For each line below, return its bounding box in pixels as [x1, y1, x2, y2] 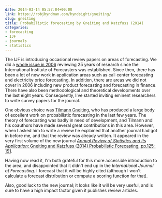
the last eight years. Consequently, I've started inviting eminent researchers [5, 92, 156, 98]
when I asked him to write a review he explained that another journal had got [5, 127, 158, 133]
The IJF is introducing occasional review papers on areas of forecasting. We [5, 56, 157, 62]
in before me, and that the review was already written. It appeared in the [5, 133, 149, 138]
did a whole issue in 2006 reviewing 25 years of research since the [5, 61, 139, 67]
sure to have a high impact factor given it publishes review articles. [5, 187, 139, 193]
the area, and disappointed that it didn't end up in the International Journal [5, 163, 154, 168]
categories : [5, 25, 29, 30]
